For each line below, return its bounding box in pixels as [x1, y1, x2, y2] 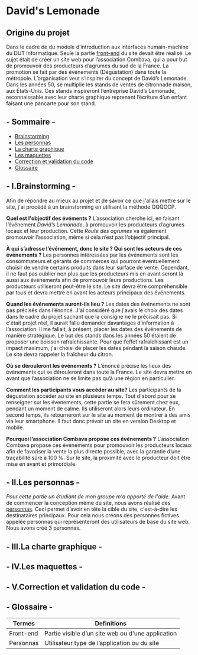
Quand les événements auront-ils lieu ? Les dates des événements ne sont [6, 300, 191, 307]
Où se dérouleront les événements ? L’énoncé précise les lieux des [6, 362, 171, 369]
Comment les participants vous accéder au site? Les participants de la [6, 386, 181, 393]
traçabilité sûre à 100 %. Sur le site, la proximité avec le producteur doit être [6, 454, 191, 461]
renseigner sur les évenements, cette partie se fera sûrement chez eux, [6, 398, 180, 406]
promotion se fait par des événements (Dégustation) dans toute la [6, 69, 167, 75]
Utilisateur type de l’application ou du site [44, 639, 160, 647]
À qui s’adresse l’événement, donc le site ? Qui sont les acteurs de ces [6, 245, 182, 252]
